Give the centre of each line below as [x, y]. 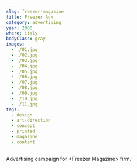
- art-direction [31, 121]
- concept [23, 126]
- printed [23, 131]
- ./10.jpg [25, 98]
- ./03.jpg [25, 60]
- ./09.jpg [25, 93]
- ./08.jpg [25, 88]
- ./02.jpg [25, 55]
